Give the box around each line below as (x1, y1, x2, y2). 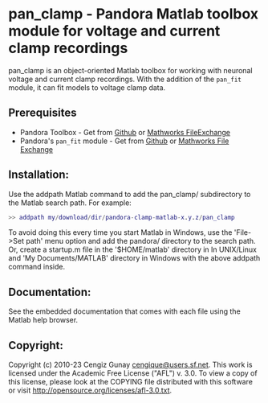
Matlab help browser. (8, 315, 79, 325)
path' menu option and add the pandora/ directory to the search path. (25, 236, 256, 246)
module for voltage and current (8, 22, 221, 40)
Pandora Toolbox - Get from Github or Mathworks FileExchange (19, 127, 231, 137)
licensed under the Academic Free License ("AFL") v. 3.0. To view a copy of (8, 368, 258, 378)
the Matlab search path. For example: (8, 198, 132, 208)
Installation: (8, 168, 70, 182)
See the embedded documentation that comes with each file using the (8, 306, 241, 316)
